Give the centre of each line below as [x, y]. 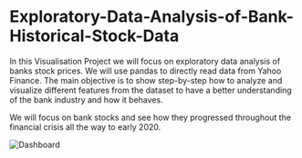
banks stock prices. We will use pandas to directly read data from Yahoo [146, 71]
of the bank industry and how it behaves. [86, 99]
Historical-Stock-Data [94, 36]
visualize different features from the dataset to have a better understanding [151, 90]
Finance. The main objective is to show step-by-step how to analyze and [146, 80]
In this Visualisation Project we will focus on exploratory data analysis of [145, 61]
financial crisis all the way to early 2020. [85, 127]
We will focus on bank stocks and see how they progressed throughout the [151, 117]
